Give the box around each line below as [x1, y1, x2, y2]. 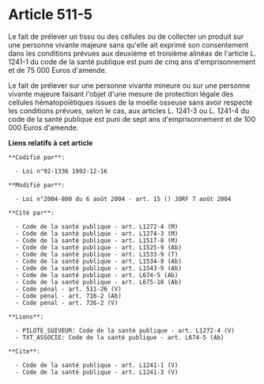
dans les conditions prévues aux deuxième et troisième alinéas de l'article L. [8, 48, 257, 58]
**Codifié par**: [8, 153, 66, 162]
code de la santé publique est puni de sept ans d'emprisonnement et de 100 [8, 114, 256, 124]
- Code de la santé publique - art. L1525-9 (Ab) [15, 243, 182, 251]
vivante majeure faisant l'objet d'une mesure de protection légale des [8, 89, 234, 98]
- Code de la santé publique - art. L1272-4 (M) [15, 222, 179, 230]
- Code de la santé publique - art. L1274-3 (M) [15, 230, 179, 238]
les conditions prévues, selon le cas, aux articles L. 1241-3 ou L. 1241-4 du [8, 105, 250, 116]
